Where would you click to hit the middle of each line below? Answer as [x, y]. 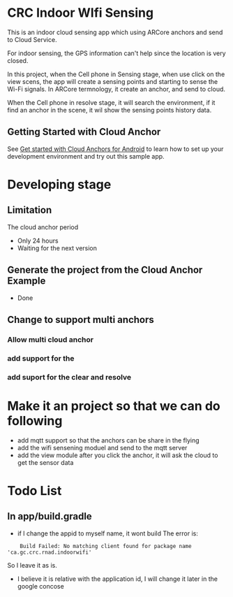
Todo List [35, 490]
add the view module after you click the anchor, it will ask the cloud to [118, 455]
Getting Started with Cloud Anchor [84, 132]
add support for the [41, 358]
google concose [40, 586]
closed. [18, 60]
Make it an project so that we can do [114, 406]
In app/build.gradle [50, 516]
